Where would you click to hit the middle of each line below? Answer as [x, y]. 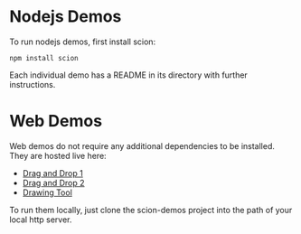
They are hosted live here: [58, 155]
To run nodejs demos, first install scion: [83, 42]
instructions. [33, 84]
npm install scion [44, 58]
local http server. [41, 220]
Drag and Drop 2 [53, 183]
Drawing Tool [47, 192]
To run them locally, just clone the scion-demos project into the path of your [151, 210]
